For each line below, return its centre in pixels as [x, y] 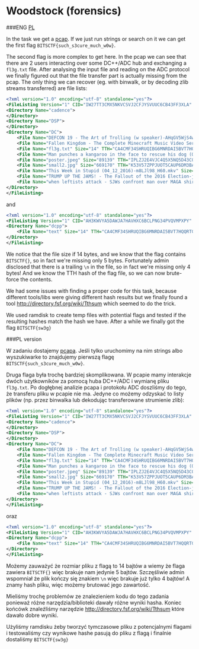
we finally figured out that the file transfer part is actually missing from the [97, 75]
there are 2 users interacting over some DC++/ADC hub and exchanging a [96, 63]
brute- [174, 273]
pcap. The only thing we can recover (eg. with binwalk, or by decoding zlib [97, 82]
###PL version [24, 339]
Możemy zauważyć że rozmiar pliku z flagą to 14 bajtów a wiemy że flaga [96, 566]
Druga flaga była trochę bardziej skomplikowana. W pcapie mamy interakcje [99, 375]
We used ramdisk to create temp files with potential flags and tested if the [96, 315]
